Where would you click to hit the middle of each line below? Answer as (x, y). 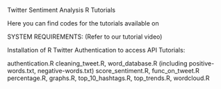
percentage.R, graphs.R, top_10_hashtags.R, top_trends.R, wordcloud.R (108, 78)
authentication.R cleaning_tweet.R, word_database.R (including (97, 63)
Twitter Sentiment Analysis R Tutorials (62, 10)
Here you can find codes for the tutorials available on (83, 23)
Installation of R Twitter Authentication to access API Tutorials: (96, 50)
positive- (202, 63)
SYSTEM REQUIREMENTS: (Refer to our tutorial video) (85, 37)
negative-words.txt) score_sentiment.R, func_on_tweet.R (118, 71)
